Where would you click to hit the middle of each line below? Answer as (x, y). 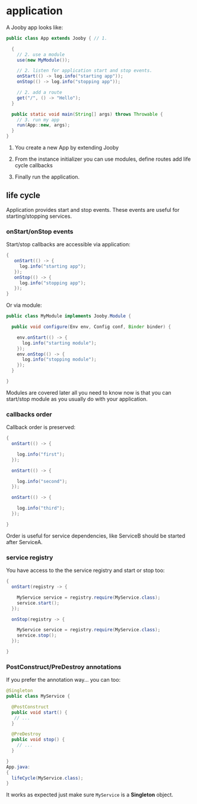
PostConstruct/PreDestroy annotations (64, 667)
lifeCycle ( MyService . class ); (47, 778)
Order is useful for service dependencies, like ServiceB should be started (96, 536)
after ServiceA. (24, 542)
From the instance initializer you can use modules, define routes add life (103, 159)
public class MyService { (38, 696)
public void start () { (39, 712)
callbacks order (29, 414)
